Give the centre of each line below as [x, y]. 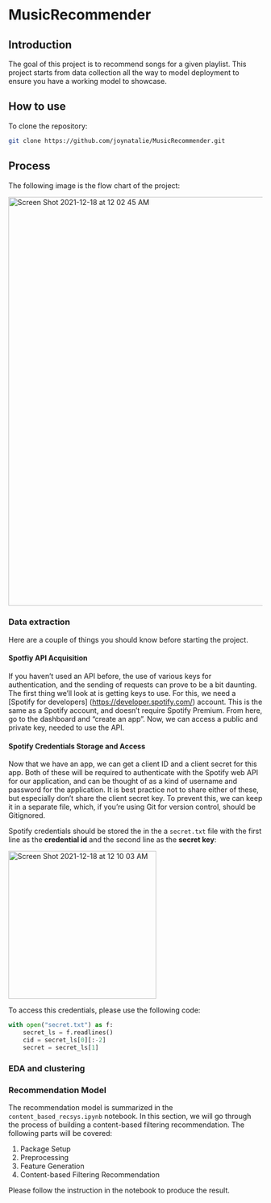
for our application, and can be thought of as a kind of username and [123, 782]
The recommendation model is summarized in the [91, 1107]
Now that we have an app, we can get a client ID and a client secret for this [133, 764]
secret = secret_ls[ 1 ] [61, 1047]
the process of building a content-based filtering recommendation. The [126, 1125]
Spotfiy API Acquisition [48, 658]
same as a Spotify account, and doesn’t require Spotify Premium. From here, [135, 710]
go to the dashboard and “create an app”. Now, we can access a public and [133, 719]
